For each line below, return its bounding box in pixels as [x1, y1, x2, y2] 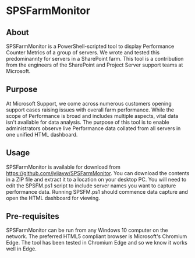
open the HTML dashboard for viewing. [6, 194, 101, 201]
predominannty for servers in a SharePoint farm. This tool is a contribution [6, 55, 184, 62]
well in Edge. [6, 245, 37, 252]
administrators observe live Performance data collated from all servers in [6, 124, 181, 132]
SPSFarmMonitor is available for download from [6, 163, 120, 170]
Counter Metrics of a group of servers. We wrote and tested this [6, 49, 160, 56]
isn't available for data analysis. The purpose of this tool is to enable [6, 118, 170, 125]
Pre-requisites [6, 211, 59, 221]
